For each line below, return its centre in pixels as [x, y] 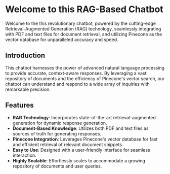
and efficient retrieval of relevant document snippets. [68, 144]
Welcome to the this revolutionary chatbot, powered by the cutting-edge [80, 23]
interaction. [24, 155]
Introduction [25, 56]
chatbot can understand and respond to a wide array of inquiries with [78, 84]
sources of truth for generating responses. [57, 133]
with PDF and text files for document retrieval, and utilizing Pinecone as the [84, 34]
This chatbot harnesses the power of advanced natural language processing [85, 67]
